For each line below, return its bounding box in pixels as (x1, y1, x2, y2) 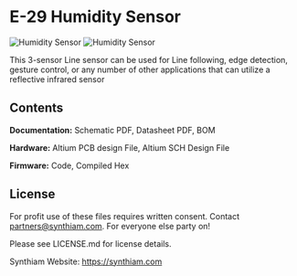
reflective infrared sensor (9, 73, 105, 84)
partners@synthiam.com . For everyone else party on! (9, 220, 211, 231)
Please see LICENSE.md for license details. (9, 238, 172, 249)
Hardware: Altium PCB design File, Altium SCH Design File (9, 142, 230, 153)
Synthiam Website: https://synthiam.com (9, 256, 163, 267)
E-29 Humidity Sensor (9, 6, 181, 27)
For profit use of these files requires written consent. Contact (9, 210, 240, 221)
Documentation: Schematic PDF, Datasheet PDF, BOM (9, 124, 217, 135)
